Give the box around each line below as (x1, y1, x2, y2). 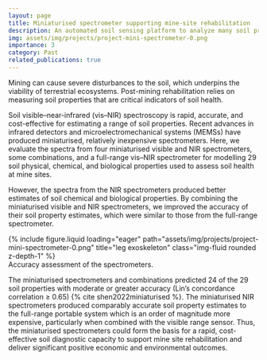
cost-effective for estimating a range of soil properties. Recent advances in (8, 119, 254, 128)
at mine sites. (8, 169, 52, 179)
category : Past (8, 49, 59, 57)
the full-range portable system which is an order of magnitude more (8, 308, 230, 319)
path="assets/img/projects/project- (142, 234, 259, 244)
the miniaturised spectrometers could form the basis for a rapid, (8, 326, 218, 335)
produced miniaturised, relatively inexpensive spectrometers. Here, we (8, 135, 240, 145)
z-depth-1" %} (8, 251, 56, 260)
